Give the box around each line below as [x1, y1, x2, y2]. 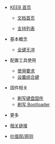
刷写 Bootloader [17, 102, 50, 107]
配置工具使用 [9, 57, 36, 63]
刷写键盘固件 [17, 95, 44, 101]
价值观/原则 [9, 134, 34, 139]
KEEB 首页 [9, 4, 31, 10]
